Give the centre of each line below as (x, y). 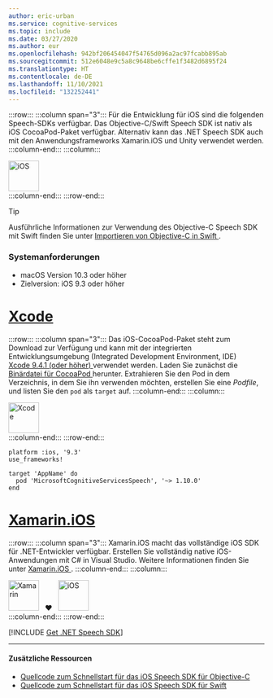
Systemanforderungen (54, 257)
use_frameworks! (36, 459)
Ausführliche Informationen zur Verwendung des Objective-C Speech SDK (133, 227)
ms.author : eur (34, 46)
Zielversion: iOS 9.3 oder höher (72, 283)
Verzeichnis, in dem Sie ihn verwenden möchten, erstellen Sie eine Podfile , (134, 382)
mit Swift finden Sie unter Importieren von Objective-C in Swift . (115, 236)
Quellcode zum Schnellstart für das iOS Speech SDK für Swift (123, 685)
